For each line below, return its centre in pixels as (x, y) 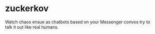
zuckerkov (27, 8)
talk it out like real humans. (32, 27)
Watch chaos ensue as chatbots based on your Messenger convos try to (78, 22)
